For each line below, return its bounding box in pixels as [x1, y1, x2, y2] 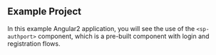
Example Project [7, 6, 82, 18]
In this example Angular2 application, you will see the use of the [7, 24, 195, 32]
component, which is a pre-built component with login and [38, 32, 210, 40]
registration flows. [7, 39, 61, 48]
